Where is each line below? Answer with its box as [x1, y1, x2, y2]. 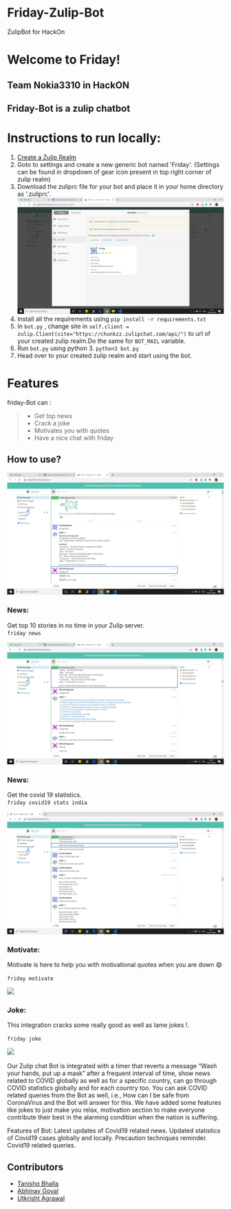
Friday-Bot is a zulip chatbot [7, 102, 131, 114]
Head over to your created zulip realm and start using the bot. [16, 351, 192, 359]
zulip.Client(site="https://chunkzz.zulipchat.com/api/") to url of [16, 329, 211, 337]
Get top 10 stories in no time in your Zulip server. [7, 621, 144, 629]
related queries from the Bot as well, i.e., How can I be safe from [7, 1091, 190, 1099]
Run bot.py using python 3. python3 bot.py [16, 343, 140, 352]
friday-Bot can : [7, 398, 52, 406]
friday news [7, 630, 41, 637]
